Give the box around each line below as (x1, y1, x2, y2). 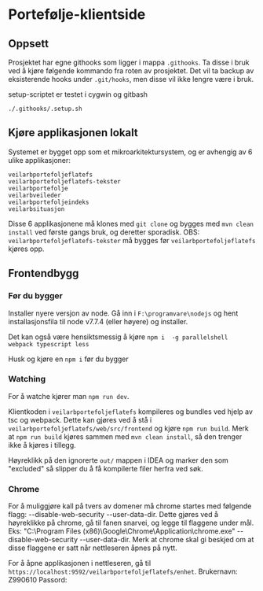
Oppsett (8, 37, 49, 50)
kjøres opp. (8, 244, 45, 253)
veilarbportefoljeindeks (8, 198, 89, 206)
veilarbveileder (8, 191, 61, 199)
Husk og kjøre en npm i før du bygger (8, 354, 129, 364)
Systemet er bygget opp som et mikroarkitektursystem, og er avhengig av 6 (8, 147, 253, 157)
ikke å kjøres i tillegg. (8, 440, 76, 449)
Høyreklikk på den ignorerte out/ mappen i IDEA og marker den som (8, 455, 229, 465)
